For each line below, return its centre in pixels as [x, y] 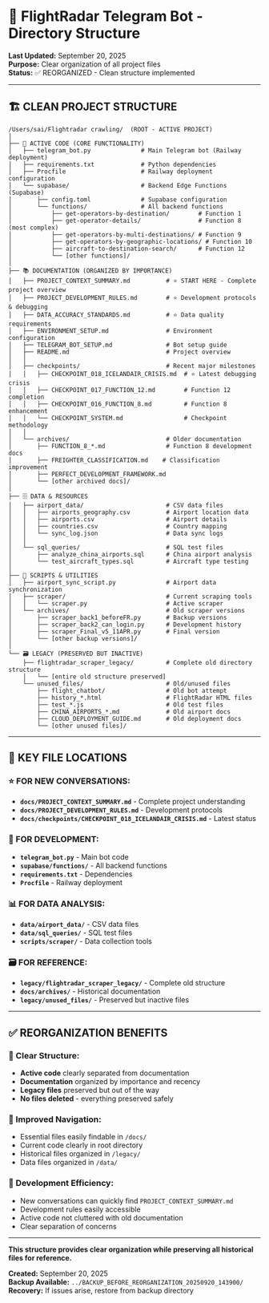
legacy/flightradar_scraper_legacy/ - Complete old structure [122, 983]
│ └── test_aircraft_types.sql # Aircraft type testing [128, 561]
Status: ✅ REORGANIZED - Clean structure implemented [102, 72]
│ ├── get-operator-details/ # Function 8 [125, 221]
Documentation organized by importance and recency [110, 1082]
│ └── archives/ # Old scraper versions [127, 610]
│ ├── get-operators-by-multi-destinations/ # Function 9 [125, 235]
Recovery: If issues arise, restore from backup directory [101, 1290]
